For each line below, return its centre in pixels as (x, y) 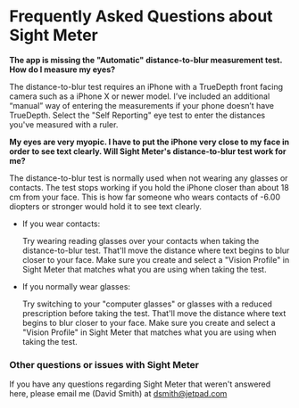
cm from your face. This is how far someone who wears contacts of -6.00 (145, 197)
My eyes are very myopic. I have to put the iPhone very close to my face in (149, 142)
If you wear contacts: (61, 224)
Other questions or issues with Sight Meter (104, 364)
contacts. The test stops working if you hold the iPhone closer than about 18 (149, 187)
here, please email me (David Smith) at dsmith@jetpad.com (118, 394)
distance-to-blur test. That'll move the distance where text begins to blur (156, 250)
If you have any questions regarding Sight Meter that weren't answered (140, 384)
